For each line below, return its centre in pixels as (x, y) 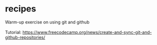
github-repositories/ (25, 37)
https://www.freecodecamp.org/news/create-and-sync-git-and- (87, 32)
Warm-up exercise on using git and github (47, 22)
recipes (21, 9)
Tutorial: (13, 32)
